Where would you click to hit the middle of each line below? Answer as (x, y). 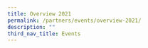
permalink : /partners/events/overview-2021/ (74, 20)
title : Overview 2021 (39, 14)
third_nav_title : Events (44, 34)
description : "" (31, 27)
